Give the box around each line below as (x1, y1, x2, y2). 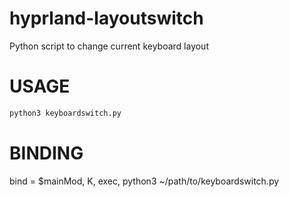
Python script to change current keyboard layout (9, 40, 209, 52)
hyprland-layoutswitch (9, 7, 204, 30)
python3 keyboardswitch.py (9, 108, 122, 118)
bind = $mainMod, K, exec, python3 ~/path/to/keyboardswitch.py (9, 175, 280, 187)
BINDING (9, 142, 84, 164)
